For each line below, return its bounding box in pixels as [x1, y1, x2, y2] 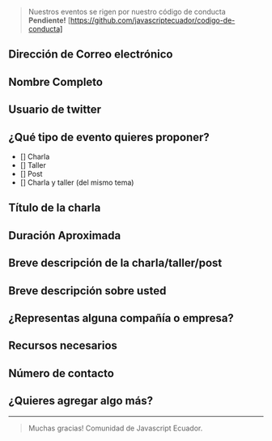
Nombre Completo [8, 75, 104, 88]
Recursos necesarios [8, 339, 117, 353]
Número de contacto [8, 366, 115, 380]
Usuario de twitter [8, 103, 101, 117]
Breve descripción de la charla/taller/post [8, 256, 223, 270]
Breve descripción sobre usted [8, 284, 167, 298]
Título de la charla [8, 201, 101, 215]
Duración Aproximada [8, 229, 121, 242]
